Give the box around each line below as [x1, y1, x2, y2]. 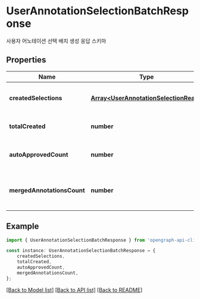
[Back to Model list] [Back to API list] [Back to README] [6, 286, 143, 293]
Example [6, 222, 39, 232]
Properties [6, 55, 46, 65]
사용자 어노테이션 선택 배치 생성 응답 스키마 [6, 37, 107, 44]
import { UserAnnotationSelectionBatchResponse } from [6, 237, 145, 243]
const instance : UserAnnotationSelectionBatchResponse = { [6, 248, 156, 254]
